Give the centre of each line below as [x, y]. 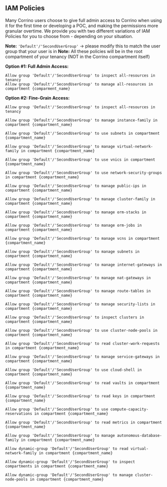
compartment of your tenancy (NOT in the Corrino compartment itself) [77, 57]
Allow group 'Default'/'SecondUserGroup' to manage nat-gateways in [78, 278]
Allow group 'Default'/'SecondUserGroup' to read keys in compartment [80, 396]
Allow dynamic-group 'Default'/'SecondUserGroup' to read [67, 448]
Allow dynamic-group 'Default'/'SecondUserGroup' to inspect [70, 462]
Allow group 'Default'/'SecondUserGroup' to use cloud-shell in [73, 370]
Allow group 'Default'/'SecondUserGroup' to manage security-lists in [80, 304]
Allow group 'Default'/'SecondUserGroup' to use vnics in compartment [80, 160]
